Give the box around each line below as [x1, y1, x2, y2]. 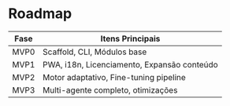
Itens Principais [100, 33, 161, 44]
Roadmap [8, 5, 72, 23]
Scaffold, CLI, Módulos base [43, 46, 147, 57]
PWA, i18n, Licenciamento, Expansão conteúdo [43, 59, 218, 70]
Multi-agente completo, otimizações [43, 84, 178, 95]
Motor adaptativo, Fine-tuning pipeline [43, 71, 187, 82]
